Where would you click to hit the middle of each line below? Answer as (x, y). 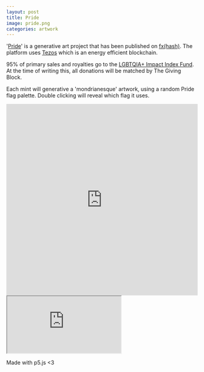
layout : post (23, 12)
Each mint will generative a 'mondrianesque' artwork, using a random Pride (100, 89)
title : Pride (23, 18)
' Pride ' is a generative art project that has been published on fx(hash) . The (100, 46)
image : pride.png (28, 23)
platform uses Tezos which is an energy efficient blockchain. (82, 53)
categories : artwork (32, 29)
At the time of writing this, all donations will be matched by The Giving (94, 71)
